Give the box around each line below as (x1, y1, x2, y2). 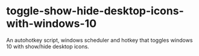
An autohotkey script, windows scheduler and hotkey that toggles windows (6, 36, 193, 43)
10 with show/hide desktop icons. (6, 43, 89, 50)
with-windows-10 (6, 17, 97, 30)
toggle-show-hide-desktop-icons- (6, 4, 184, 18)
